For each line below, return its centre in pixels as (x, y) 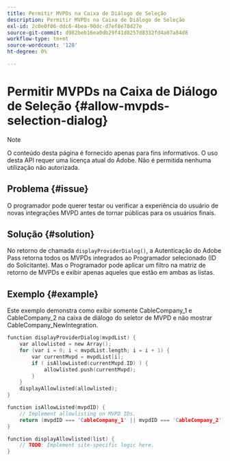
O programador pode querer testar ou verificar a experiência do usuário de (113, 205)
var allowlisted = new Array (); (65, 344)
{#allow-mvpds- (122, 106)
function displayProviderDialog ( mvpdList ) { (72, 338)
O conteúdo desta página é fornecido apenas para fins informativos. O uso (113, 153)
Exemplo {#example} (53, 294)
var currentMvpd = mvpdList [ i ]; (78, 357)
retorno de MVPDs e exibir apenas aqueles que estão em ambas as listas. (111, 273)
